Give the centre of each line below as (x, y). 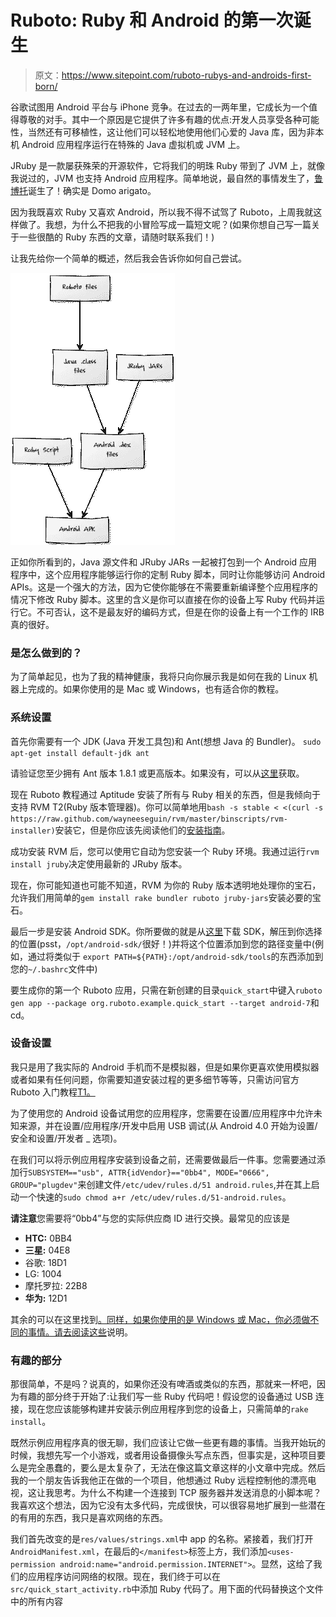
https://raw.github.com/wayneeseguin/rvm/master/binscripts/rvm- (149, 819)
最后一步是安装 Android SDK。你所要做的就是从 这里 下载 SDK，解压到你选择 (166, 931)
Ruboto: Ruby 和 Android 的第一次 (152, 20)
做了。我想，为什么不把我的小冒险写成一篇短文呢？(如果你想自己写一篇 (165, 224)
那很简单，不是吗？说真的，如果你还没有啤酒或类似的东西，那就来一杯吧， (163, 1384)
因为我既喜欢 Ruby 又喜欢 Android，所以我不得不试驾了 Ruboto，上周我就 (162, 212)
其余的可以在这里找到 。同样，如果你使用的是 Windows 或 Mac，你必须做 (160, 1319)
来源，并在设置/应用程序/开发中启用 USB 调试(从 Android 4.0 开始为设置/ (168, 1125)
